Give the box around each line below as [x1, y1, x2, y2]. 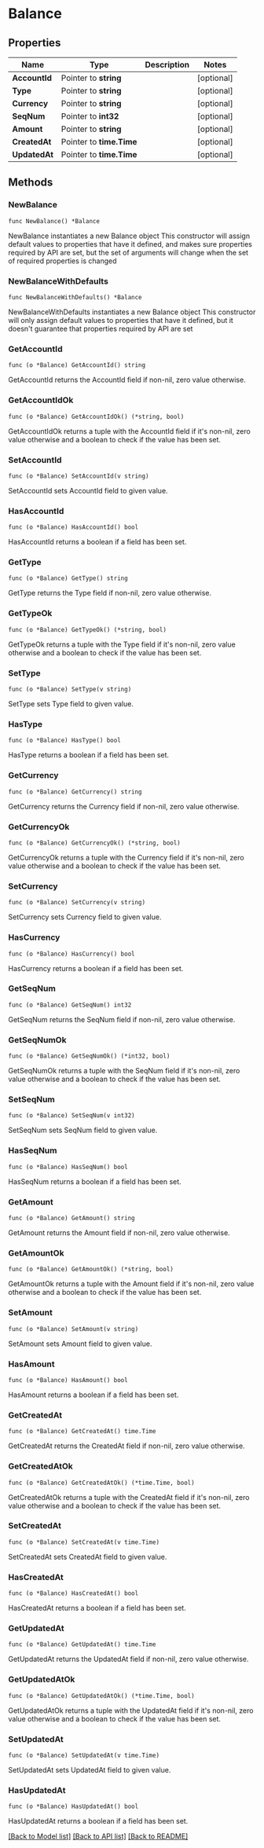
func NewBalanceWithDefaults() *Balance [8, 293, 143, 301]
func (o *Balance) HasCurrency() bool [8, 950, 135, 958]
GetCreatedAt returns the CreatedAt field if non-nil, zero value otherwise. [8, 1441, 245, 1450]
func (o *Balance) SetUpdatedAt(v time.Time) [8, 1751, 159, 1759]
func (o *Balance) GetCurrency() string [8, 787, 143, 796]
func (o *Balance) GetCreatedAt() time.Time [8, 1428, 156, 1435]
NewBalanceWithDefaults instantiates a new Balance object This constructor [8, 307, 256, 317]
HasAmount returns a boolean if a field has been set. [8, 1390, 179, 1399]
